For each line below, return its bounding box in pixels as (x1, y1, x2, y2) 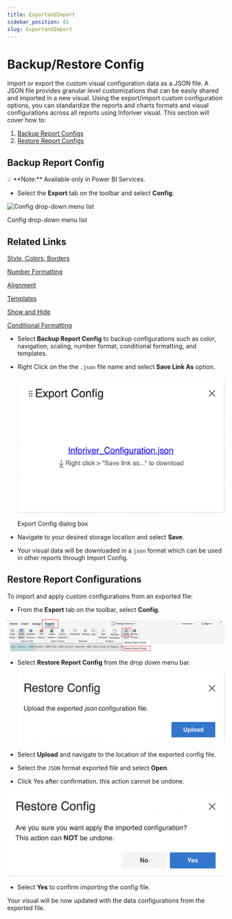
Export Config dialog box (17, 519, 88, 528)
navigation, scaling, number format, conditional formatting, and (17, 342, 197, 350)
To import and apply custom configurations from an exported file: (7, 592, 193, 600)
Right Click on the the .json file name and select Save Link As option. (17, 362, 215, 371)
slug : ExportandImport (7, 26, 72, 33)
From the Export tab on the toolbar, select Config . (17, 605, 160, 613)
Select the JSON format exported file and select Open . (17, 764, 169, 772)
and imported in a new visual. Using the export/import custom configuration (7, 94, 223, 102)
